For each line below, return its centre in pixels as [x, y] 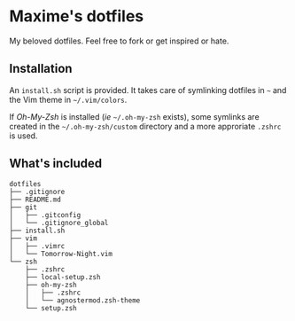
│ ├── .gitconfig [45, 215]
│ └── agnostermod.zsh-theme [83, 300]
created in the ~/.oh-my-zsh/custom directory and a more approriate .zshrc [145, 126]
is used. [23, 136]
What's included [56, 164]
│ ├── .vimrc [37, 246]
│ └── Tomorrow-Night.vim [61, 254]
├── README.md [35, 200]
